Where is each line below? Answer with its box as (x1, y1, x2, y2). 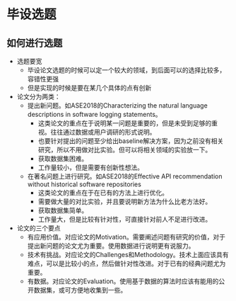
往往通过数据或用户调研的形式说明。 (50, 128, 156, 136)
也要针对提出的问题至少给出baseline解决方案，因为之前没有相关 (37, 137, 224, 145)
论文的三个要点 (16, 224, 61, 232)
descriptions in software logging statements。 (27, 110, 162, 118)
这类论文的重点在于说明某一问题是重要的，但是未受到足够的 (37, 119, 212, 127)
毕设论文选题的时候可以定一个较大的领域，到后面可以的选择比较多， (27, 66, 226, 74)
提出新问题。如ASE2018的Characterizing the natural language (27, 101, 208, 110)
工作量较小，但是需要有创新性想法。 (37, 164, 144, 171)
